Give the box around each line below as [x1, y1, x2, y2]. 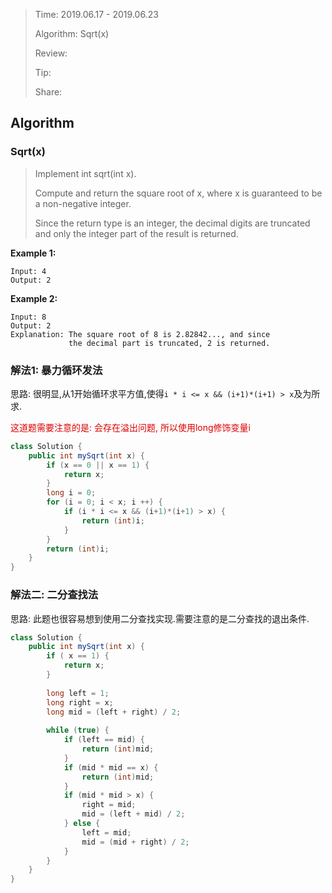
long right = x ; [46, 697, 114, 708]
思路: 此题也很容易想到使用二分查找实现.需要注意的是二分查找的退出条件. [10, 612, 310, 624]
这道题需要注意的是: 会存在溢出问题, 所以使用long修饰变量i [10, 421, 251, 433]
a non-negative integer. [34, 197, 132, 209]
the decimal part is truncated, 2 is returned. [68, 338, 271, 348]
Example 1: [10, 247, 57, 259]
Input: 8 [10, 312, 47, 322]
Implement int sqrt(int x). [34, 167, 137, 179]
